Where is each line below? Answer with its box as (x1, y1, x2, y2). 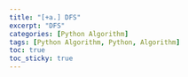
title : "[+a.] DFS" (9, 12, 82, 22)
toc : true (9, 46, 46, 55)
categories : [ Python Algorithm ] (9, 29, 129, 38)
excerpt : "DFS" (9, 21, 66, 30)
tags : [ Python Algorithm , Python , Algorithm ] (9, 37, 180, 47)
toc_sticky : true (9, 54, 74, 63)
